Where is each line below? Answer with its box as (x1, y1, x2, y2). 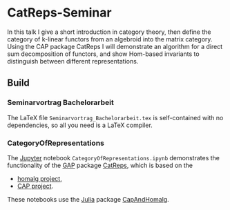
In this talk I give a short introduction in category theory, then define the (7, 28, 211, 36)
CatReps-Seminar (7, 5, 112, 21)
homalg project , (17, 174, 62, 182)
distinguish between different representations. (7, 57, 139, 65)
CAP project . (17, 182, 54, 190)
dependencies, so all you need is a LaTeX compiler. (7, 121, 153, 129)
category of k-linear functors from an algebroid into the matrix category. (7, 35, 213, 43)
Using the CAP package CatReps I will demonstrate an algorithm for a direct (7, 42, 223, 50)
